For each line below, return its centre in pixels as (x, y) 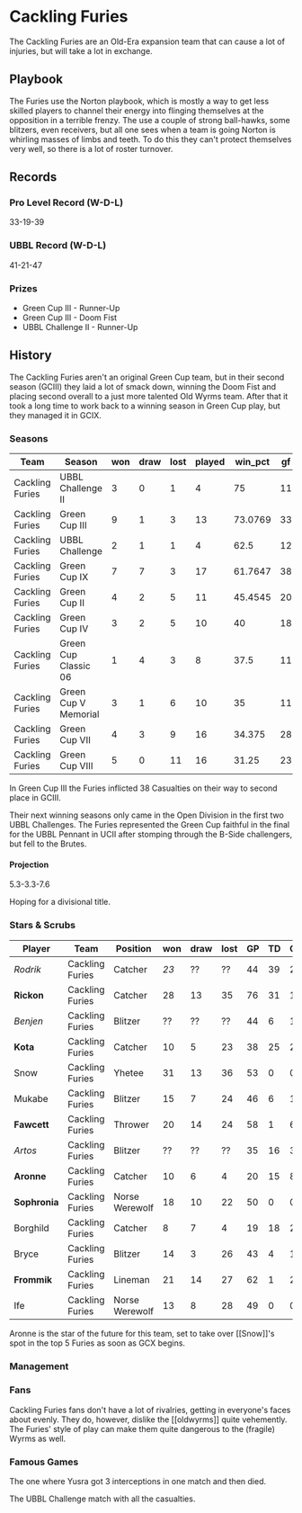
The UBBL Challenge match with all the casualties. (102, 1499)
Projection (29, 864)
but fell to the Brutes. (48, 844)
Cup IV (74, 629)
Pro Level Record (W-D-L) (67, 202)
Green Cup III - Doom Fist (70, 318)
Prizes (23, 288)
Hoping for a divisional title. (60, 902)
